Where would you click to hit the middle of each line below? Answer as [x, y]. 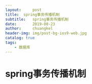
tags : [11, 43]
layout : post [24, 10]
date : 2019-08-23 [30, 24]
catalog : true [20, 38]
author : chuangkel [29, 29]
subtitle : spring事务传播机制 [37, 19]
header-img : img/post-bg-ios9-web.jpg [46, 33]
